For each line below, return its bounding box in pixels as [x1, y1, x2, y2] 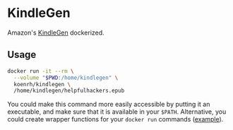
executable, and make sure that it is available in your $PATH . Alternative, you [7, 107, 227, 116]
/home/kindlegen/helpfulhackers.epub [13, 87, 125, 95]
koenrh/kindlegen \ [13, 81, 71, 88]
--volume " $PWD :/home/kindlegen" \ [13, 74, 119, 81]
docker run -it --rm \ [7, 67, 74, 75]
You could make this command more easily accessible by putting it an [7, 100, 210, 109]
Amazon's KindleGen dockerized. [7, 28, 104, 37]
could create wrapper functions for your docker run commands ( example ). [7, 115, 224, 124]
